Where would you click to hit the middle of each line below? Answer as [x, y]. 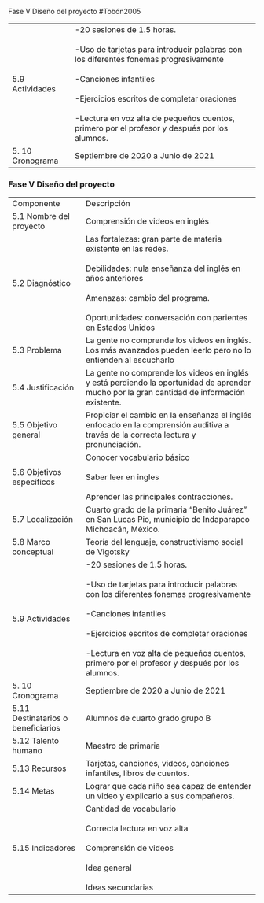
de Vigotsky [107, 552]
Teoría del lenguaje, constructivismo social [164, 542]
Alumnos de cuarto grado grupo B [148, 718]
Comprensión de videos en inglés [147, 221]
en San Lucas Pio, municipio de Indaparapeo [167, 520]
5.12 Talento [36, 741]
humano [27, 751]
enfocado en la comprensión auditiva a [157, 425]
